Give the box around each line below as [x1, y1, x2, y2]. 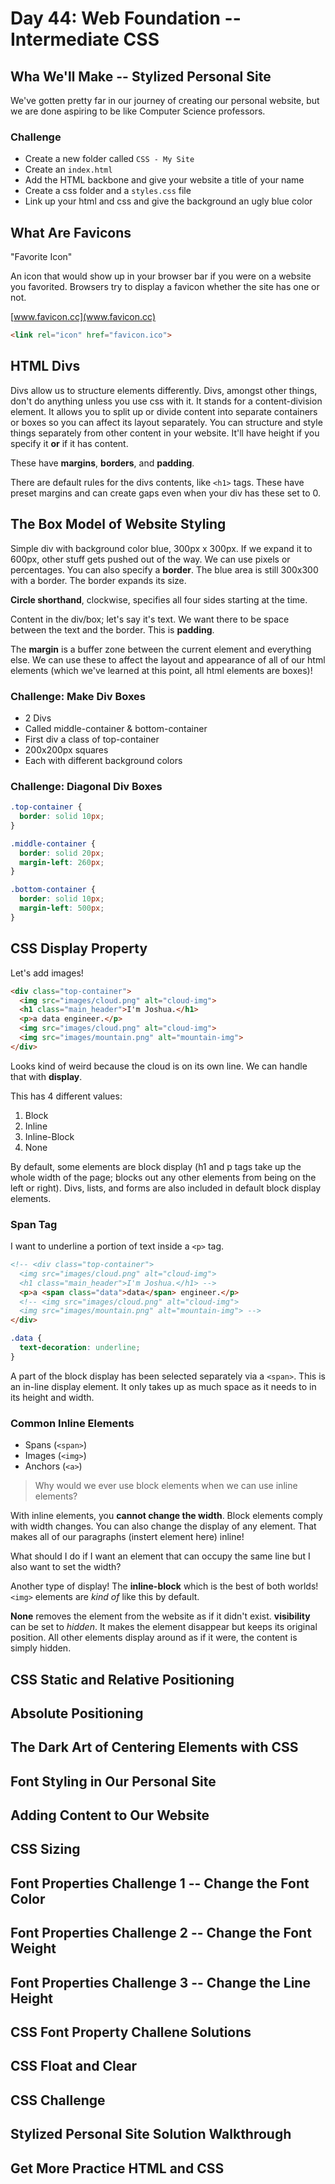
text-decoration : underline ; [19, 1343, 141, 1353]
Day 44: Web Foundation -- [10, 7, 242, 30]
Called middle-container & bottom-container [24, 722, 208, 734]
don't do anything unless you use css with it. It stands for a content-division [10, 395, 323, 407]
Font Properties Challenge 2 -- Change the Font [10, 1925, 312, 1942]
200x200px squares [24, 743, 109, 756]
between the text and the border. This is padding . [10, 623, 215, 636]
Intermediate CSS [10, 28, 160, 51]
